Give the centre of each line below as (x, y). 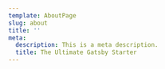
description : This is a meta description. (87, 45)
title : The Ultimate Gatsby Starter (76, 52)
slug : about (28, 23)
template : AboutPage (43, 15)
